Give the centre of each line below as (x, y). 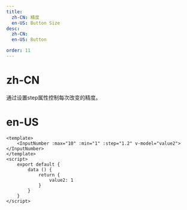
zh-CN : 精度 (26, 17)
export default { (39, 164)
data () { (40, 169)
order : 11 (19, 51)
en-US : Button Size (36, 23)
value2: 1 (61, 180)
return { (49, 175)
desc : (13, 28)
